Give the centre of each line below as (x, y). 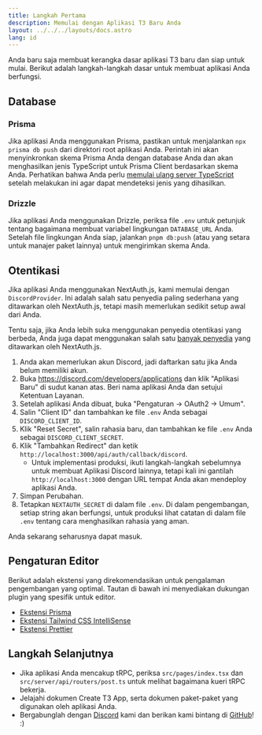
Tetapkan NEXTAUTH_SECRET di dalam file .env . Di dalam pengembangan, (134, 505)
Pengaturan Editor (54, 561)
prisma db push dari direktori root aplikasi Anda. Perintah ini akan (113, 149)
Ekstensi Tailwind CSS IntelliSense (75, 621)
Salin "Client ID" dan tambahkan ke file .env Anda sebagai (113, 412)
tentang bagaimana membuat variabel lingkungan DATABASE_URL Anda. (121, 229)
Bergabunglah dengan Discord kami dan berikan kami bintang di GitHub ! (137, 714)
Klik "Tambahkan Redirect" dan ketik (79, 446)
